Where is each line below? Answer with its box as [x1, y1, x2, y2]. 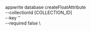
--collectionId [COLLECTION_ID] [5, 9, 72, 15]
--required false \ [5, 20, 41, 26]
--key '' [5, 15, 21, 20]
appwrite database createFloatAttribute [5, 4, 86, 10]
